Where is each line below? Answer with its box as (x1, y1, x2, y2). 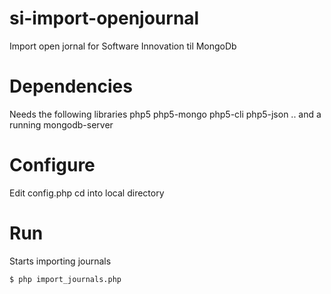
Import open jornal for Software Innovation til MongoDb (9, 40, 237, 52)
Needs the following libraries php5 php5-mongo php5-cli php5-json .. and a (9, 108, 322, 120)
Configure (9, 154, 96, 177)
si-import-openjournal (9, 7, 200, 30)
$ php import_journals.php (9, 274, 122, 284)
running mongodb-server (9, 118, 114, 131)
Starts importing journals (9, 255, 112, 267)
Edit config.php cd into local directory (9, 187, 165, 199)
